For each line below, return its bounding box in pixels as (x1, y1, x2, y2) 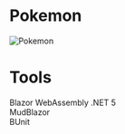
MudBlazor (9, 106, 51, 118)
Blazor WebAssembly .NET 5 (9, 97, 116, 108)
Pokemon (9, 5, 82, 26)
